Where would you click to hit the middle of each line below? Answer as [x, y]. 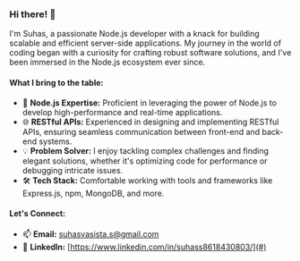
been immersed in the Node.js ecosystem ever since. [107, 63]
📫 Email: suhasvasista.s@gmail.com [90, 234]
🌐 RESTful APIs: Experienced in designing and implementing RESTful [150, 122]
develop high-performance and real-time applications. [122, 112]
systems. [56, 141]
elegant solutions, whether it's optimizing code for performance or [145, 161]
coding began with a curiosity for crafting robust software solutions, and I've [150, 53]
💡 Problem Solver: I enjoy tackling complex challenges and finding [146, 150]
